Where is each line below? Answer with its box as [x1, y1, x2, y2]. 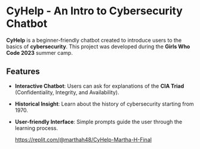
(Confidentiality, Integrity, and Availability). [14, 88, 119, 96]
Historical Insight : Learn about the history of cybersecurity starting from [14, 100, 194, 107]
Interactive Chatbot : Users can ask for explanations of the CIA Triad [14, 82, 184, 89]
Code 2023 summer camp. [6, 49, 73, 56]
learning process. [14, 124, 59, 132]
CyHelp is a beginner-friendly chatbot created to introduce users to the [6, 36, 182, 44]
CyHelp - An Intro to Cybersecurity [6, 4, 183, 18]
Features [6, 67, 40, 77]
